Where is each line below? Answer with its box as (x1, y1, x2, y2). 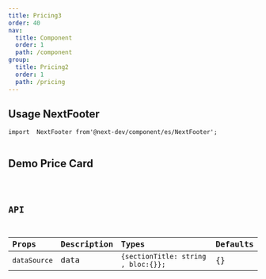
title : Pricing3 (8, 11, 62, 20)
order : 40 (8, 19, 41, 27)
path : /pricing (15, 78, 66, 86)
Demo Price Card (8, 156, 93, 170)
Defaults (215, 239, 254, 250)
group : (8, 56, 30, 64)
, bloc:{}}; (120, 259, 166, 269)
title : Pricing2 (15, 63, 69, 71)
